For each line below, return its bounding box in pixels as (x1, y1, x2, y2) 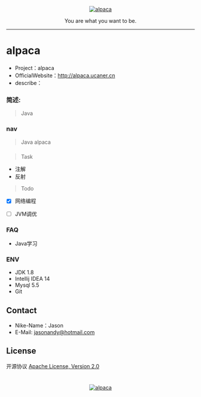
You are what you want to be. (64, 17, 136, 24)
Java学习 (14, 240, 38, 247)
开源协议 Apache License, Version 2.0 (6, 362, 100, 369)
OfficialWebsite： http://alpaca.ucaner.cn (14, 72, 115, 79)
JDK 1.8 (14, 269, 34, 276)
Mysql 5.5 (14, 281, 39, 289)
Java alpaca (20, 138, 51, 146)
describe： (14, 79, 42, 86)
